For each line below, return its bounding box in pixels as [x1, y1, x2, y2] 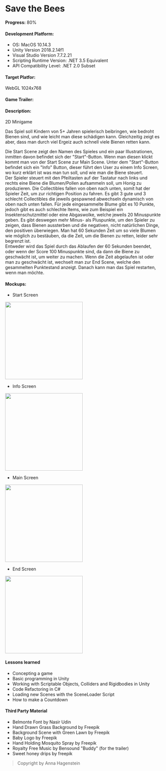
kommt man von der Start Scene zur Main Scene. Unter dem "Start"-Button [5, 159, 159, 165]
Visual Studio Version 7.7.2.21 [12, 53, 72, 58]
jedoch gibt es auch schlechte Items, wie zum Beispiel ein [5, 207, 123, 213]
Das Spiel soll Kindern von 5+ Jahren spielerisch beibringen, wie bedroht [5, 128, 154, 134]
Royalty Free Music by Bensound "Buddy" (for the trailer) [12, 745, 129, 751]
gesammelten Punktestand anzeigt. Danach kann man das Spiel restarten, [5, 265, 156, 271]
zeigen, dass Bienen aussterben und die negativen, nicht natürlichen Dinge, [5, 222, 160, 228]
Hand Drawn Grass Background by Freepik [12, 724, 100, 730]
